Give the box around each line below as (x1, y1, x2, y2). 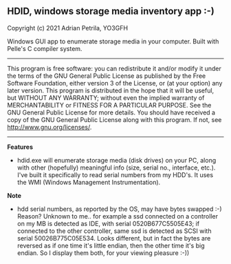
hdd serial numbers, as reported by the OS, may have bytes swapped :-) (16, 205, 222, 213)
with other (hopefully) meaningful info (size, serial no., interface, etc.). (16, 163, 216, 172)
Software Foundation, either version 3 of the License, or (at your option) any (7, 79, 223, 87)
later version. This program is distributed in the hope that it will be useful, (7, 86, 214, 94)
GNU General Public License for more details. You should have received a (7, 108, 215, 116)
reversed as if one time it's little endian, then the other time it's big (16, 241, 205, 250)
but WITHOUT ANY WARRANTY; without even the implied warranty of (7, 93, 205, 102)
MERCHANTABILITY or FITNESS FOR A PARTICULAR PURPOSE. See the (7, 101, 212, 109)
